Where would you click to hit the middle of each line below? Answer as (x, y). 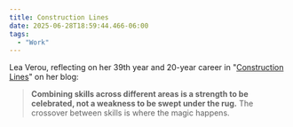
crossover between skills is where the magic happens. (130, 113)
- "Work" (33, 42)
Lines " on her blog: (44, 77)
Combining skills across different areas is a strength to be (139, 94)
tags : (19, 34)
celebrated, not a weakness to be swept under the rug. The (142, 104)
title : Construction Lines (59, 17)
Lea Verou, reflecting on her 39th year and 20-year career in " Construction (146, 67)
